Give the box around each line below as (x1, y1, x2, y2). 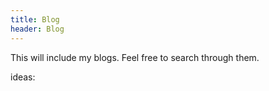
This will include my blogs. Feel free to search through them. (10, 51, 260, 63)
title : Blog (10, 14, 60, 25)
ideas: (10, 71, 36, 83)
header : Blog (10, 24, 65, 34)
